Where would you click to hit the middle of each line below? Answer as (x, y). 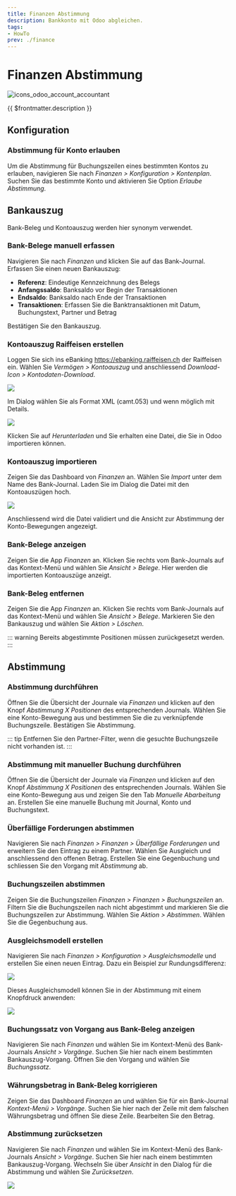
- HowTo (19, 34)
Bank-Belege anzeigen (47, 545)
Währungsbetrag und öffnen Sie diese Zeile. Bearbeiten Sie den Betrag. (111, 1116)
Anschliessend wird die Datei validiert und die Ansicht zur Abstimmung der (116, 519)
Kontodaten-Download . (61, 375)
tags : (15, 27)
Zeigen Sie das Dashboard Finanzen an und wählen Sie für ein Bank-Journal (118, 1101)
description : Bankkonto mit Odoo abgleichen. (75, 20)
